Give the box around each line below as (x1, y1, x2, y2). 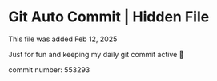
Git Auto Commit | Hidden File (8, 8, 210, 26)
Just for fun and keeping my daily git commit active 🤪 (8, 49, 184, 59)
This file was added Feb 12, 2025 (8, 34, 118, 44)
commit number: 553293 (8, 64, 90, 75)
